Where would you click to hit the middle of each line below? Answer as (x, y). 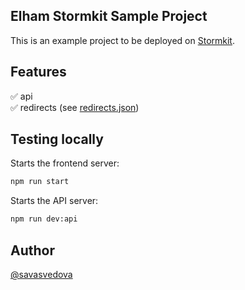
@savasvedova (41, 274)
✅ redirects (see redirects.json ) (75, 107)
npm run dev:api (44, 219)
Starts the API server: (54, 201)
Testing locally (57, 139)
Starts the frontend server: (65, 163)
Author (32, 250)
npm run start (40, 182)
